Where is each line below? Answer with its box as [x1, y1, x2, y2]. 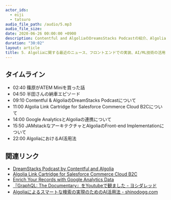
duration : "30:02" [5, 41, 44, 46]
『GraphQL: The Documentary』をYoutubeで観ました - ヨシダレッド [12, 183, 157, 189]
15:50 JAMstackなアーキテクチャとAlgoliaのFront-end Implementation [12, 123, 160, 129]
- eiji [10, 12, 24, 17]
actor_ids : [5, 7, 29, 13]
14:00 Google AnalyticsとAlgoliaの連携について [12, 117, 112, 123]
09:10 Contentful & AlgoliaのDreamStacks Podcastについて [12, 97, 136, 103]
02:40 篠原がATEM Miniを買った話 [12, 84, 85, 91]
